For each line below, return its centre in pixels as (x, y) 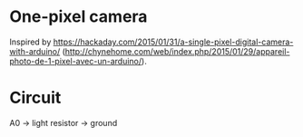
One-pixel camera (78, 17)
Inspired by (30, 42)
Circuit (35, 98)
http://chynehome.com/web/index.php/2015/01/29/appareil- (177, 51)
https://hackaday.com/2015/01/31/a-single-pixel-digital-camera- (173, 42)
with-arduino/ (35, 51)
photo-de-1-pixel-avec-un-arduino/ (76, 61)
